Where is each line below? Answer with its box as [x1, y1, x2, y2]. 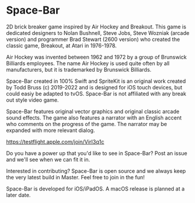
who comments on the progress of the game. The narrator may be [6, 120, 167, 127]
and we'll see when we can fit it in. [6, 156, 90, 163]
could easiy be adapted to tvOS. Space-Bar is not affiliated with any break [6, 90, 187, 97]
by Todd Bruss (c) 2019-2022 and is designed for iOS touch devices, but [6, 83, 183, 91]
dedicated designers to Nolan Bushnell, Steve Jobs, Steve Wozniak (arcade [6, 29, 190, 36]
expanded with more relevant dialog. [6, 127, 96, 134]
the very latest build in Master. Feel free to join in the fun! [6, 173, 145, 181]
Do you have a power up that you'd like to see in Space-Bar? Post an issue [6, 149, 187, 157]
